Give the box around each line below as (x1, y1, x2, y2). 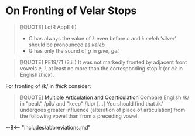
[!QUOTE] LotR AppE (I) (19, 23, 77, 30)
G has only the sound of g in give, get (28, 47, 119, 54)
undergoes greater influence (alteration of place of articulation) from (19, 106, 186, 113)
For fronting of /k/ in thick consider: (5, 82, 91, 89)
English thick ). (19, 71, 54, 78)
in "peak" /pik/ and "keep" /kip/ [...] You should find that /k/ (19, 100, 163, 107)
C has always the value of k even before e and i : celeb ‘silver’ (28, 35, 176, 42)
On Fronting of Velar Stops (5, 4, 137, 18)
